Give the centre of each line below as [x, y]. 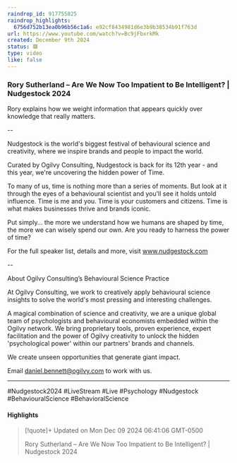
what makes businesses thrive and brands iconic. [79, 209]
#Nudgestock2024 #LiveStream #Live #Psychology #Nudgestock [103, 391]
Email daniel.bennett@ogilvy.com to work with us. [80, 371]
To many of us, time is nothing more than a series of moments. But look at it [117, 186]
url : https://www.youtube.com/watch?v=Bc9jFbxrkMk [83, 34]
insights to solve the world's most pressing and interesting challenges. [110, 300]
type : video [25, 54]
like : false [25, 60]
